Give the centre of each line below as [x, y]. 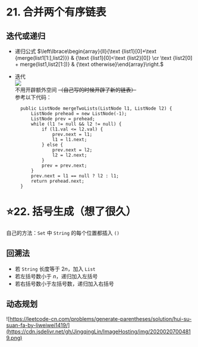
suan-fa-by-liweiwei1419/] [38, 325]
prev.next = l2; [73, 150]
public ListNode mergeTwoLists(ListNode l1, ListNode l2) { [96, 109]
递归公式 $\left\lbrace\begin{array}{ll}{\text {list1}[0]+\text [85, 51]
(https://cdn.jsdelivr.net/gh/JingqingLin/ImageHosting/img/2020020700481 [99, 331]
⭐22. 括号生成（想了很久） [71, 212]
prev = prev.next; [64, 165]
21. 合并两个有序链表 [56, 12]
